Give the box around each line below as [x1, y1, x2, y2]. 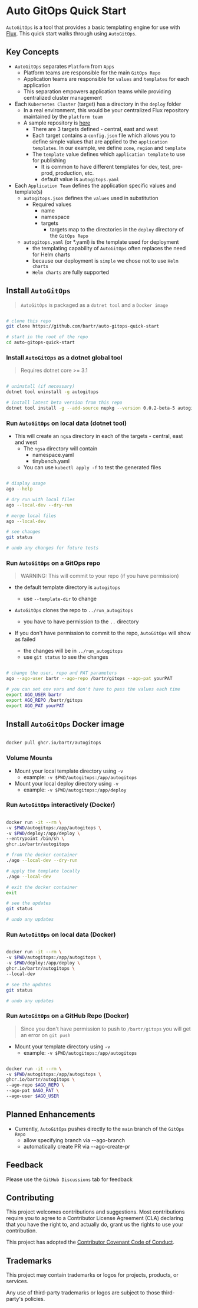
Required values [32, 201, 72, 208]
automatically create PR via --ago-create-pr [23, 1143, 131, 1150]
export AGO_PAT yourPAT [6, 702, 65, 709]
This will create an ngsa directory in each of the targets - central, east [14, 433, 183, 440]
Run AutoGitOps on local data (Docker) [6, 931, 116, 939]
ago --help [6, 486, 33, 492]
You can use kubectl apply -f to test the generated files [23, 464, 161, 471]
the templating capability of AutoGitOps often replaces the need [32, 244, 186, 251]
